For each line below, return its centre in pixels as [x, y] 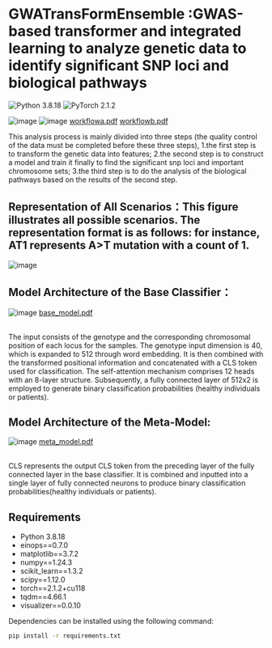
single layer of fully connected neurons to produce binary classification [127, 483]
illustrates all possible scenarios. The [104, 220]
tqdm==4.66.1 [43, 597]
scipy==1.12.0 [42, 580]
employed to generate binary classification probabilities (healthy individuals [134, 388]
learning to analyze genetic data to [127, 49]
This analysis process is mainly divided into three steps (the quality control [133, 136]
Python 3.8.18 [42, 537]
